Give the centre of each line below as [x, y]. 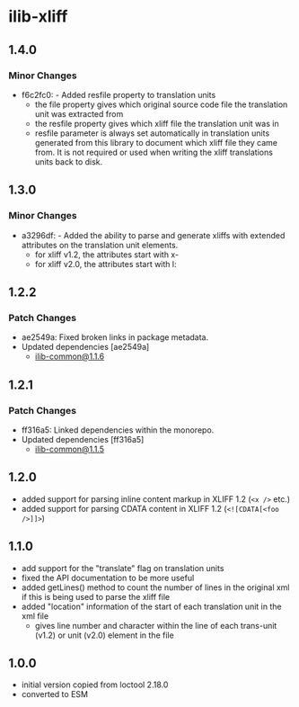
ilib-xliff [38, 17]
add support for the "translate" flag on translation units [123, 568]
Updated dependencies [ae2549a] [85, 347]
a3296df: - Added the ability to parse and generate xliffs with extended [153, 235]
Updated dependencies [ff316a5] [83, 439]
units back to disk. [69, 161]
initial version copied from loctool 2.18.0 [95, 685]
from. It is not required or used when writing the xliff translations [154, 152]
